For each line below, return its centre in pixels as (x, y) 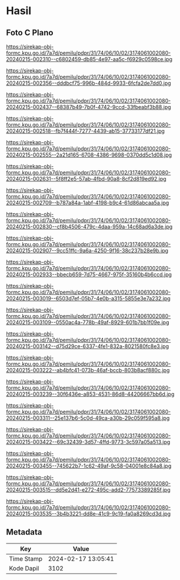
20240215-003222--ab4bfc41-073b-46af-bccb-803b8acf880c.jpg (88, 370)
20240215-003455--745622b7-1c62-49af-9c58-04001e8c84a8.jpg (89, 466)
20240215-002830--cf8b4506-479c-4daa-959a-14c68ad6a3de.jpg (89, 227)
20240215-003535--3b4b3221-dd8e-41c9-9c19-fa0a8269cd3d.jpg (88, 514)
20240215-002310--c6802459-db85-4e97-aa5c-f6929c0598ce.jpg (89, 59)
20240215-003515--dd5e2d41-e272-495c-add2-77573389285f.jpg (88, 490)
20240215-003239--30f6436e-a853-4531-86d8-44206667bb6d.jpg (90, 394)
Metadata (24, 532)
